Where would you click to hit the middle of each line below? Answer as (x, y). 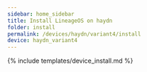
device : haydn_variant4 (43, 41)
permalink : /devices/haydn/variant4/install (74, 34)
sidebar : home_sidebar (41, 14)
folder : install (31, 27)
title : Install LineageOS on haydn (60, 21)
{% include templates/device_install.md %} (70, 61)
